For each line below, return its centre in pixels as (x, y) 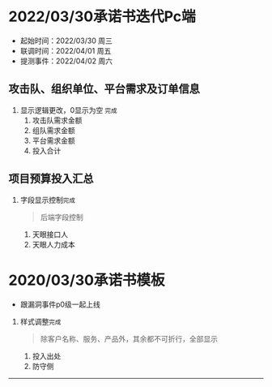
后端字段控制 (62, 217)
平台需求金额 (53, 140)
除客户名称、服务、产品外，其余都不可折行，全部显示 (129, 338)
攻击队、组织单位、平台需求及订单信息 (104, 89)
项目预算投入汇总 (51, 179)
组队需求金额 (53, 130)
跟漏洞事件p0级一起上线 (60, 304)
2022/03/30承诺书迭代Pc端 (102, 17)
